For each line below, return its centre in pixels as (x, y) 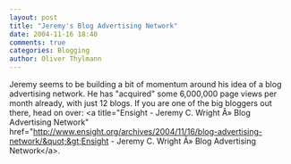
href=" (21, 131)
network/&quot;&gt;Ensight (59, 141)
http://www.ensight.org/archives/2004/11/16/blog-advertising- (147, 131)
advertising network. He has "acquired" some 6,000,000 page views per (143, 94)
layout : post (34, 17)
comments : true (38, 42)
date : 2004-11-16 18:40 (54, 34)
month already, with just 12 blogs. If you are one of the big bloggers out (141, 103)
